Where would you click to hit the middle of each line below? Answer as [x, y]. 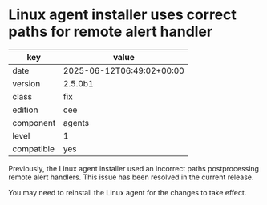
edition [25, 110]
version [26, 83]
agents [76, 123]
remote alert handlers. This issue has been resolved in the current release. [131, 177]
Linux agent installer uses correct [122, 15]
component [34, 123]
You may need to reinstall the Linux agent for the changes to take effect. [127, 192]
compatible [33, 148]
